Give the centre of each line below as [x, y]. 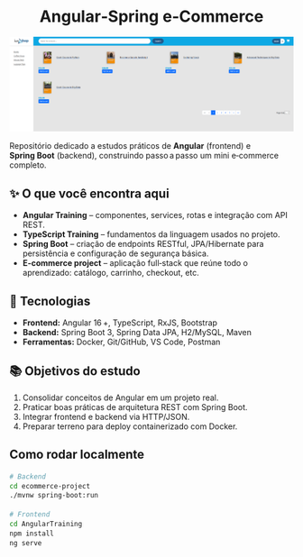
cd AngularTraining [46, 525]
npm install [32, 534]
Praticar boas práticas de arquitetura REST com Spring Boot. [135, 406]
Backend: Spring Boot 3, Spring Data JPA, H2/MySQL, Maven [137, 333]
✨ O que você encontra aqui [89, 193]
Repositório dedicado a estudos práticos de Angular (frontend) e [130, 146]
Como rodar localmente [77, 455]
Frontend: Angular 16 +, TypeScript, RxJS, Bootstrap [120, 323]
